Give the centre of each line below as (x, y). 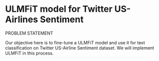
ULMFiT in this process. (29, 53)
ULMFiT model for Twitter (59, 9)
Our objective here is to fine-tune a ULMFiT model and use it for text (75, 42)
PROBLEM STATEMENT (29, 33)
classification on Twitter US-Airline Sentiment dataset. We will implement (80, 48)
